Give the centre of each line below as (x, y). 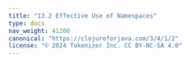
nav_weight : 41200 (39, 31)
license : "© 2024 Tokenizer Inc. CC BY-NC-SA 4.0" (95, 46)
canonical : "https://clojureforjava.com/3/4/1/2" (94, 38)
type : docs (27, 23)
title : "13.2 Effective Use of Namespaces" (83, 16)
